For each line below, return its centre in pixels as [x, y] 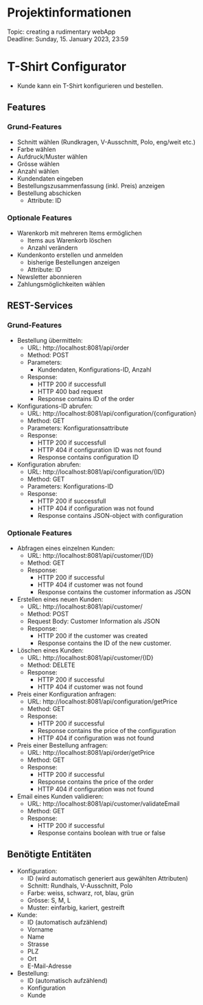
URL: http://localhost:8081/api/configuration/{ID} [96, 471]
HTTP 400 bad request [70, 391]
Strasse [38, 944]
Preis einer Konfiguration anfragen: [67, 694]
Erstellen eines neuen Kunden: [60, 599]
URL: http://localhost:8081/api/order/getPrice [91, 752]
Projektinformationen [69, 13]
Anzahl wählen [38, 171]
